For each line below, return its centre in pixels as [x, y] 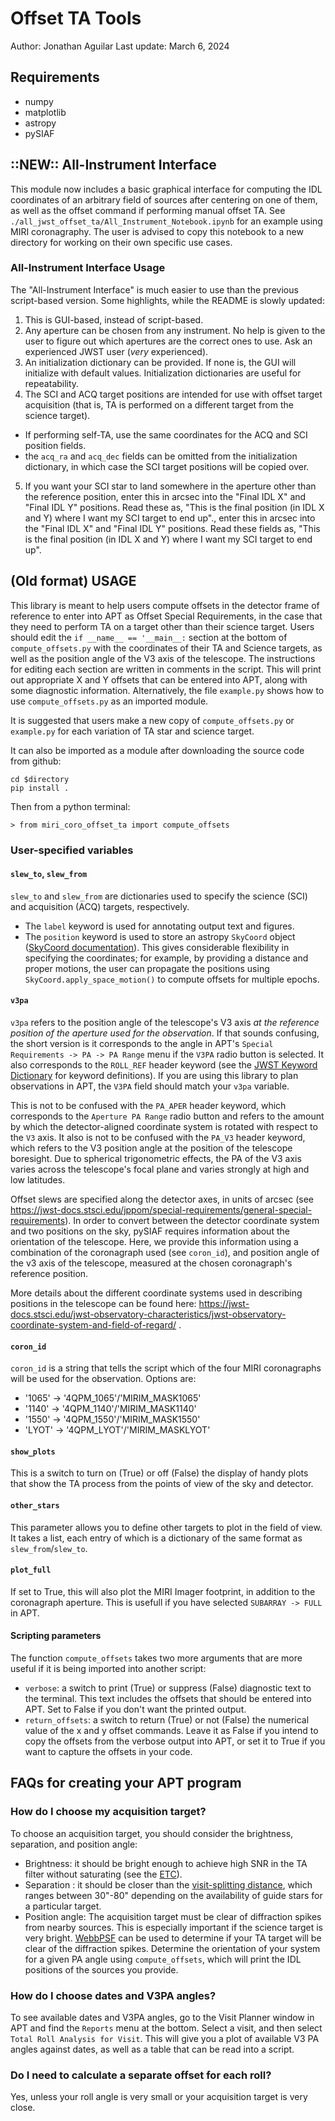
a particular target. [63, 1906]
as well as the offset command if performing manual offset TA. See [148, 210]
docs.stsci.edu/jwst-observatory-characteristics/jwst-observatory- [148, 1314]
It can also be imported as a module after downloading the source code [157, 750]
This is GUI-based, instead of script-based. [114, 319]
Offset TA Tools [76, 18]
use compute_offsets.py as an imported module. [109, 701]
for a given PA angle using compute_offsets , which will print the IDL [163, 1959]
